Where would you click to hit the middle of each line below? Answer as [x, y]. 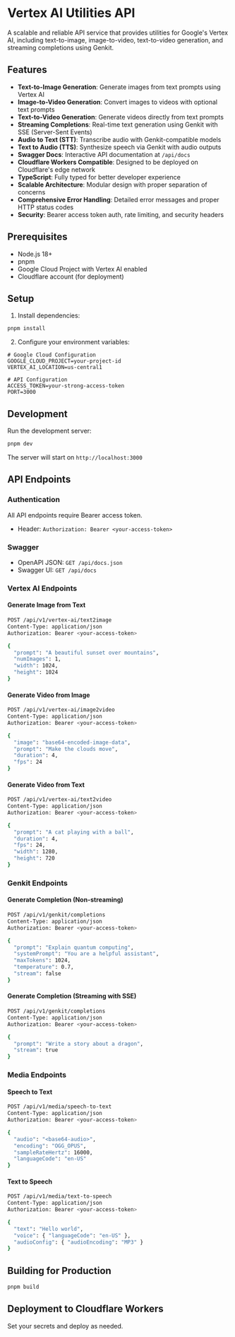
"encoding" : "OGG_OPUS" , [50, 1146]
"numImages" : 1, [37, 659]
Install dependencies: [49, 315]
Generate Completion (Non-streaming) [65, 900]
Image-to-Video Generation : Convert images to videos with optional [117, 102]
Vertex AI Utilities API [71, 13]
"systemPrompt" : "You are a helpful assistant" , [86, 954]
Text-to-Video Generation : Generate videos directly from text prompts [121, 117]
